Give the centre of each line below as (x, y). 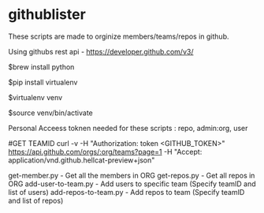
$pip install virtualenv (43, 82)
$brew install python (41, 67)
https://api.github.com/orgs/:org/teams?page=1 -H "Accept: (105, 151)
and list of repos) (36, 200)
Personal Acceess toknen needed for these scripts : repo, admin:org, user (128, 128)
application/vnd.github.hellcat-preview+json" (82, 160)
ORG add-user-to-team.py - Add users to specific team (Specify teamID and (132, 184)
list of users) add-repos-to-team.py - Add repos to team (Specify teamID (126, 192)
